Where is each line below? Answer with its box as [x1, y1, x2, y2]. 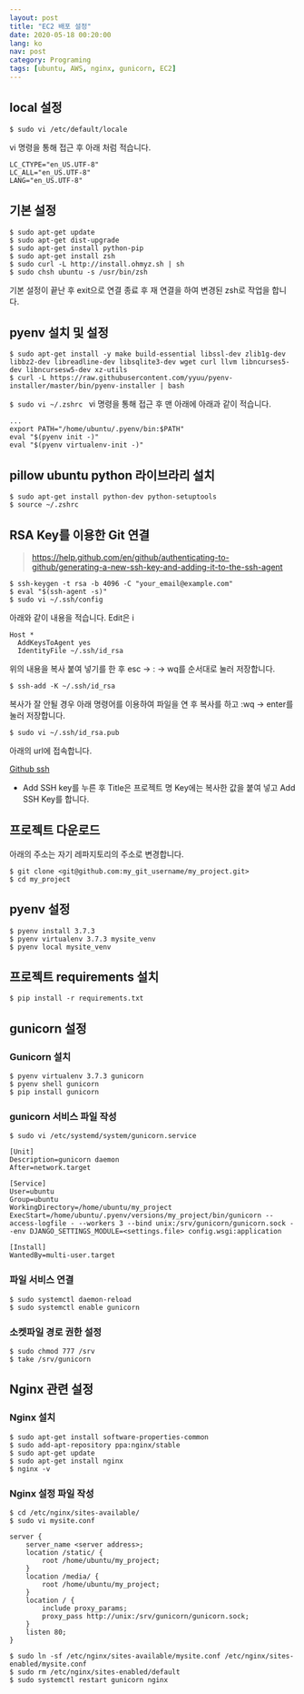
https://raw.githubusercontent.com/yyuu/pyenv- [49, 374, 233, 383]
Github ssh [9, 763, 50, 774]
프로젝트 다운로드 [9, 822, 101, 838]
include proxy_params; [42, 1603, 128, 1613]
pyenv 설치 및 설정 [9, 325, 109, 340]
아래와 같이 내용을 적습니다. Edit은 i [9, 611, 134, 623]
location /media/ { [25, 1571, 100, 1581]
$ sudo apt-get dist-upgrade [9, 236, 120, 245]
